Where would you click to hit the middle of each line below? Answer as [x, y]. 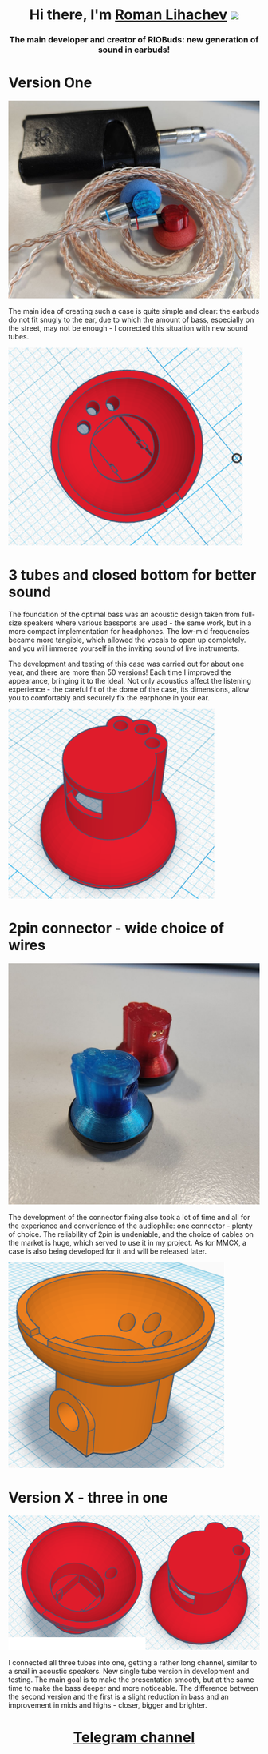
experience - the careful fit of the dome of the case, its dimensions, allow [129, 689]
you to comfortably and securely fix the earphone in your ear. [109, 697]
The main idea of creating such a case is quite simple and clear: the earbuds [134, 311]
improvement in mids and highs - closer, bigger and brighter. [108, 1705]
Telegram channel [134, 1737]
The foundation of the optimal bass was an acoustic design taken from [124, 614]
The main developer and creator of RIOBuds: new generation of [134, 40]
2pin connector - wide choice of [116, 928]
